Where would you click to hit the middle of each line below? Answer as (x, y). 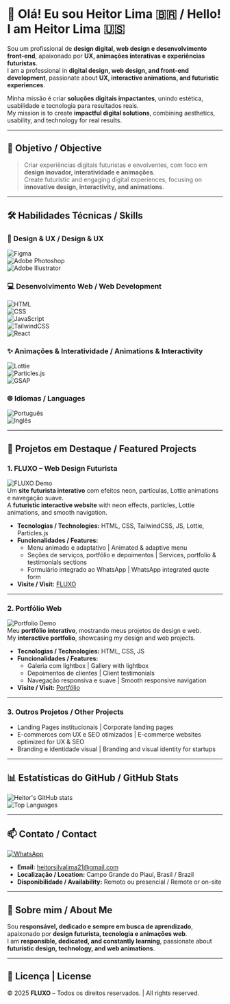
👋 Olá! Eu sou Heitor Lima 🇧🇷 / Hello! (114, 14)
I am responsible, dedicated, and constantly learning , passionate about (110, 941)
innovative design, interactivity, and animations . (94, 187)
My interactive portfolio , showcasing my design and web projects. (101, 638)
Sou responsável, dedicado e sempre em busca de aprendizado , (100, 926)
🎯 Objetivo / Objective (55, 148)
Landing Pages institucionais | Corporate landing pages (95, 727)
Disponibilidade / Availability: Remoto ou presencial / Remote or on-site (119, 882)
